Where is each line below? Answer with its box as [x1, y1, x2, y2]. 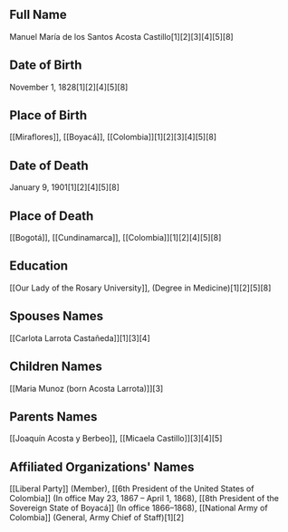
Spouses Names [9, 309, 104, 324]
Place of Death [9, 208, 94, 223]
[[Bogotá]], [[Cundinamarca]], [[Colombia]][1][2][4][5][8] [9, 233, 222, 243]
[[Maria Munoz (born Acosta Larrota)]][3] [9, 383, 164, 394]
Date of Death [9, 157, 89, 173]
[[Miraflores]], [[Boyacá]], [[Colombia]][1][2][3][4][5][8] [9, 131, 217, 143]
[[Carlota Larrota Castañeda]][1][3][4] [9, 332, 151, 343]
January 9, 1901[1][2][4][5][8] [9, 182, 120, 193]
